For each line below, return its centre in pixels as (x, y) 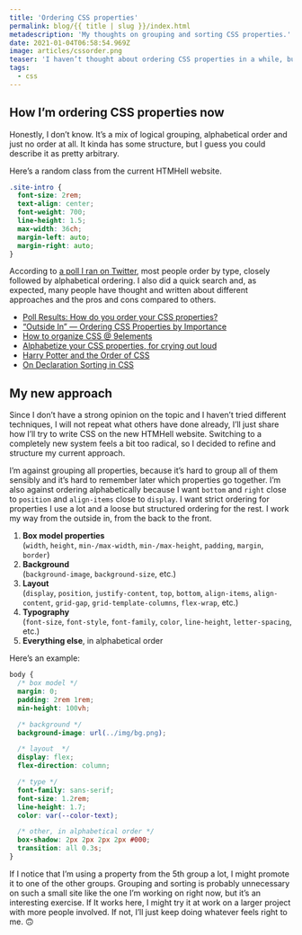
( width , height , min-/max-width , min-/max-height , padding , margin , (143, 546)
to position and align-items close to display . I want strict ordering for (139, 499)
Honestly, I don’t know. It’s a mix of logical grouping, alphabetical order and (148, 134)
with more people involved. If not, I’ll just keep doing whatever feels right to (148, 912)
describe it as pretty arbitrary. (64, 153)
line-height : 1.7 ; (52, 807)
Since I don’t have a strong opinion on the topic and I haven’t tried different (148, 415)
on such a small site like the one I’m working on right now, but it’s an (135, 893)
